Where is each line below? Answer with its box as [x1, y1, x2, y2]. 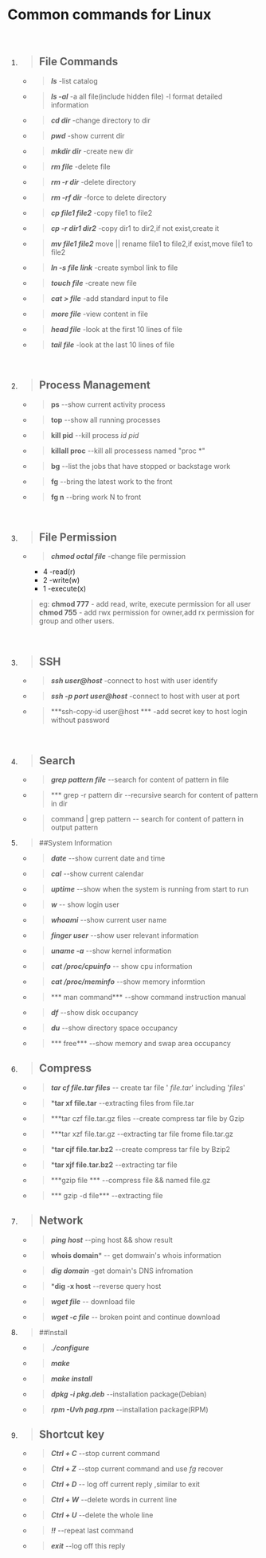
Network [38, 1214, 84, 1228]
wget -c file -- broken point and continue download [50, 1312, 221, 1322]
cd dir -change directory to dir [50, 115, 151, 125]
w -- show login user [50, 900, 120, 909]
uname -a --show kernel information [50, 946, 172, 955]
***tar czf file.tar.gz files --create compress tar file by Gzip [50, 1113, 244, 1123]
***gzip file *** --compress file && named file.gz [50, 1175, 211, 1185]
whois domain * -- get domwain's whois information [50, 1250, 222, 1259]
